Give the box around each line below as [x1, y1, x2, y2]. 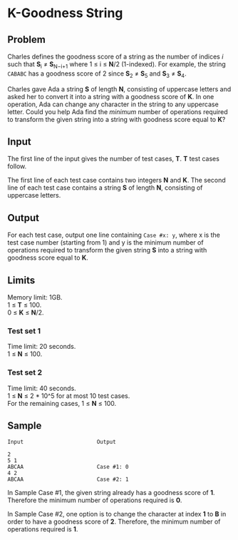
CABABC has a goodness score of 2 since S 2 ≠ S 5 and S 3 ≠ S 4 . [7, 69, 187, 79]
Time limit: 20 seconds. [7, 342, 76, 351]
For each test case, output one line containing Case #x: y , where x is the [7, 230, 221, 240]
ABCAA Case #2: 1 [7, 476, 130, 483]
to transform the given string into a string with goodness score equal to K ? [7, 115, 226, 123]
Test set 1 [7, 326, 41, 336]
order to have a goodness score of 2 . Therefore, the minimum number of [7, 517, 221, 526]
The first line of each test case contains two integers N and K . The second [7, 176, 226, 185]
